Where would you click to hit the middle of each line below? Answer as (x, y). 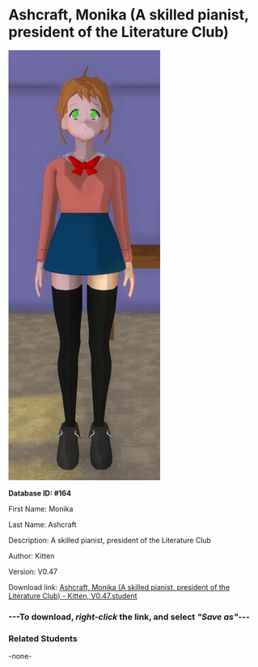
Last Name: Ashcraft (42, 525)
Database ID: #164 (40, 493)
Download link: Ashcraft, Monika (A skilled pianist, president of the (119, 587)
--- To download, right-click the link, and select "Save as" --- (129, 617)
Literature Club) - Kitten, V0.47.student (73, 596)
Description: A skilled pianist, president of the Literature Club (110, 540)
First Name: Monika (41, 508)
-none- (20, 656)
